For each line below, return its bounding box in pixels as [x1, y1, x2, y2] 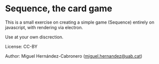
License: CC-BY [5, 43, 38, 49]
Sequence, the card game [5, 3, 112, 14]
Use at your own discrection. [5, 34, 64, 40]
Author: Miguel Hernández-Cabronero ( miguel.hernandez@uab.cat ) [5, 53, 143, 59]
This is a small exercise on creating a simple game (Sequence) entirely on [5, 19, 155, 25]
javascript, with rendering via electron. [5, 24, 83, 30]
